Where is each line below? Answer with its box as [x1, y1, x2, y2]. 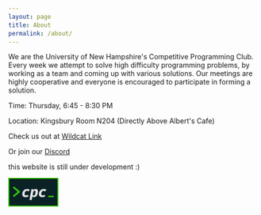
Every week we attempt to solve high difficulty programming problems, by [8, 60, 250, 70]
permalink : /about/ [8, 29, 73, 37]
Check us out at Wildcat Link [8, 131, 102, 141]
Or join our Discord [8, 147, 71, 157]
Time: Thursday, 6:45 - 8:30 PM [8, 101, 113, 111]
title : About [8, 21, 52, 29]
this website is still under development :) [8, 162, 140, 172]
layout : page [8, 13, 52, 21]
